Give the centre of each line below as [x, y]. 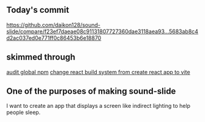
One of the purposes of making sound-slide [91, 91]
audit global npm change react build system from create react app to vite [99, 72]
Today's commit [38, 10]
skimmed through [41, 57]
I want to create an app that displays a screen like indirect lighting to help [99, 106]
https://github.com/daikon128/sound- [54, 25]
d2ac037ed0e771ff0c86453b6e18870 [54, 38]
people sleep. [24, 112]
